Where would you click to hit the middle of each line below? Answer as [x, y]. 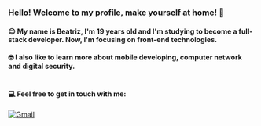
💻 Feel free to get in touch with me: [67, 94]
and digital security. [42, 67]
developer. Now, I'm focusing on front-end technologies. [123, 39]
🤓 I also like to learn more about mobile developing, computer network [125, 57]
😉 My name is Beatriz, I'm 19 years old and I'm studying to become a [123, 31]
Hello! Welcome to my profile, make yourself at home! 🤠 [116, 13]
